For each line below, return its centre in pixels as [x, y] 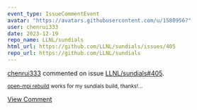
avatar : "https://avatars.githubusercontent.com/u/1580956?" [100, 20]
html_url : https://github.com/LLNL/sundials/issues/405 [91, 47]
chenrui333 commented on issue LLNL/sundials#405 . [86, 73]
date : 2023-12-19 [33, 33]
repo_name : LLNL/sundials [45, 40]
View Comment [30, 99]
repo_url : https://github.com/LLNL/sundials [74, 54]
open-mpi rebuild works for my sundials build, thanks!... [75, 86]
